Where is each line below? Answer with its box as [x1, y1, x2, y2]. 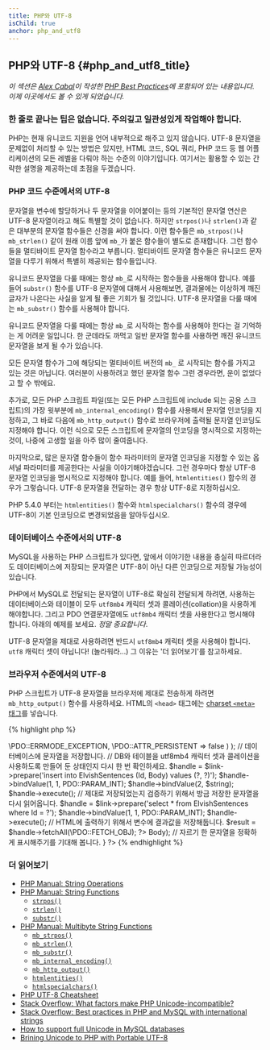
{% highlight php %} [8, 724, 77, 734]
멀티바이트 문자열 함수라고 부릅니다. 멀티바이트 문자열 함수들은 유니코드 [23, 246, 247, 255]
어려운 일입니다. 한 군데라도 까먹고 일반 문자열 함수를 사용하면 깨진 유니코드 [25, 330, 262, 340]
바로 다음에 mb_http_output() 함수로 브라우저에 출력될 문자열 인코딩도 [39, 415, 262, 425]
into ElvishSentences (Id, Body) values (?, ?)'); [64, 770, 218, 780]
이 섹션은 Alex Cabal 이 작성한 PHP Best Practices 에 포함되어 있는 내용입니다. [8, 81, 255, 91]
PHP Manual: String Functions [19, 887, 119, 897]
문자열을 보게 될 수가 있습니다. [8, 340, 103, 351]
